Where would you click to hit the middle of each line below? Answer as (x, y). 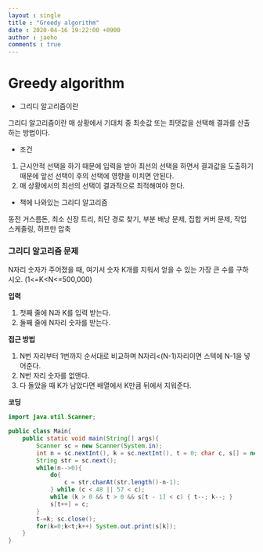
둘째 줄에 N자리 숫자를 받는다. (65, 323)
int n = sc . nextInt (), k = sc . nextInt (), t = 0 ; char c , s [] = (142, 453)
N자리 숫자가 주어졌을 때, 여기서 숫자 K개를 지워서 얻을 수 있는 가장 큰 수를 (121, 270)
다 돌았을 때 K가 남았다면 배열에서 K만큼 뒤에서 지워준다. (105, 386)
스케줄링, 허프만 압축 (40, 229)
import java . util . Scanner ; (52, 417)
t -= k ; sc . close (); (66, 519)
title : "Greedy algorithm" (54, 23)
